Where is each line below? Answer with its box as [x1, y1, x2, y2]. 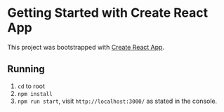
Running [7, 63, 46, 75]
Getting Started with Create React [7, 5, 209, 21]
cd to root [17, 82, 46, 90]
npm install [17, 90, 53, 97]
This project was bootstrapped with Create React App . [7, 43, 165, 51]
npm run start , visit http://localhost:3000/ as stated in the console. [17, 97, 218, 105]
